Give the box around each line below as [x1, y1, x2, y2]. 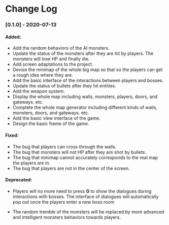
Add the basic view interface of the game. [12, 115, 100, 121]
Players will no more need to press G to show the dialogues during [12, 188, 152, 194]
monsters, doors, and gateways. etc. [12, 110, 89, 116]
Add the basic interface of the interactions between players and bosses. [12, 77, 164, 84]
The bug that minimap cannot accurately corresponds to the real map [12, 154, 158, 160]
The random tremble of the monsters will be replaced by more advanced [12, 209, 164, 215]
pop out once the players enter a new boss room [12, 199, 115, 205]
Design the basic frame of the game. [12, 120, 89, 127]
